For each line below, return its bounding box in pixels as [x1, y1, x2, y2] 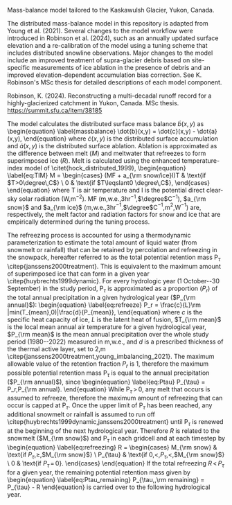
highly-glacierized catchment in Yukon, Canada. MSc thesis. [7, 99, 179, 107]
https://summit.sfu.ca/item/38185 [7, 107, 102, 114]
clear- [206, 186, 224, 194]
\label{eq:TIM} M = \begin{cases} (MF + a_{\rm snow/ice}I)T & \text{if [7, 171, 206, 179]
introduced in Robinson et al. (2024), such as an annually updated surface [7, 34, 219, 42]
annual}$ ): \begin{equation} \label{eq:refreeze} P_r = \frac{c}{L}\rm [7, 301, 202, 309]
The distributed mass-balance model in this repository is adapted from [7, 19, 209, 27]
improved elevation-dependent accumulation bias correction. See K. [7, 71, 202, 79]
